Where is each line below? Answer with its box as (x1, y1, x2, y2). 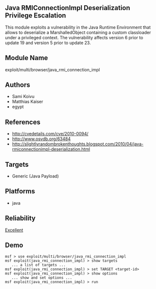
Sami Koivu (12, 94, 35, 99)
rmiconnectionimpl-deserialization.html (12, 146, 90, 152)
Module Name (5, 54, 48, 62)
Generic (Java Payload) (12, 173, 59, 179)
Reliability (5, 214, 36, 223)
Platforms (5, 187, 35, 195)
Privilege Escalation (5, 12, 66, 20)
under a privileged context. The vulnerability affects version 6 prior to (5, 34, 143, 40)
